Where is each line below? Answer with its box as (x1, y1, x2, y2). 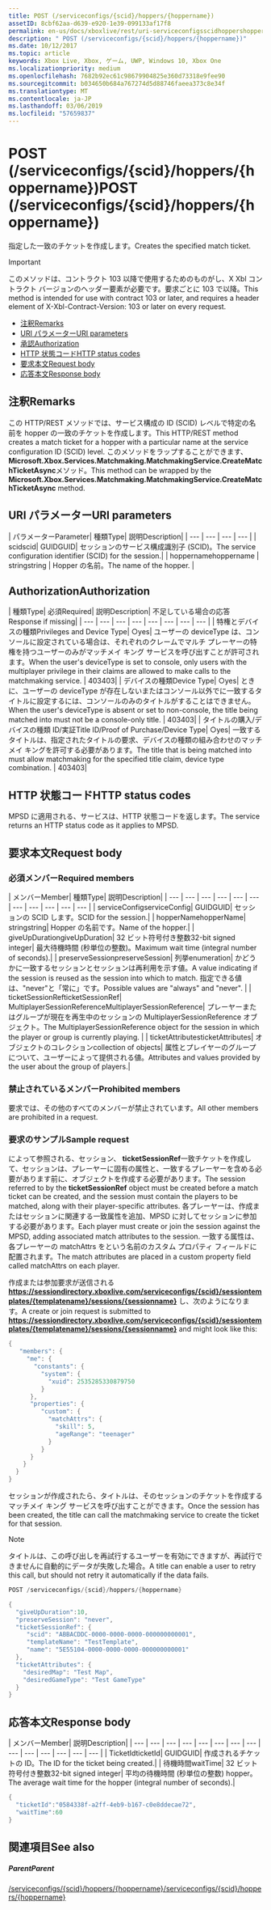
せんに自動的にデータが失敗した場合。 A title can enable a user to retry (22, 1561, 256, 1571)
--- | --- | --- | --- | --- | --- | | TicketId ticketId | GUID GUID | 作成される (8, 1748, 240, 1758)
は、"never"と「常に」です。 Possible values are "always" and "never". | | (8, 983, 252, 993)
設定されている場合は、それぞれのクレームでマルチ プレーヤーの (35, 637, 251, 647)
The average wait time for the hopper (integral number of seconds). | (8, 1777, 236, 1788)
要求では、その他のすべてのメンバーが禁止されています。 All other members (8, 1103, 259, 1113)
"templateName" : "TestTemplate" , (26, 1638, 139, 1646)
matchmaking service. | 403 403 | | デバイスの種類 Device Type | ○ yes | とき (8, 676, 256, 686)
